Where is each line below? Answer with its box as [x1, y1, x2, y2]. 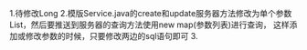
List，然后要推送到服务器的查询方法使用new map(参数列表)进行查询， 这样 [9, 19, 290, 30]
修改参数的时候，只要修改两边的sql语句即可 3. [25, 31, 198, 41]
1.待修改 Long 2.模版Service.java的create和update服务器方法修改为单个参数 [9, 8, 292, 18]
